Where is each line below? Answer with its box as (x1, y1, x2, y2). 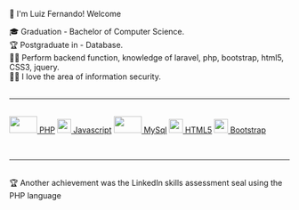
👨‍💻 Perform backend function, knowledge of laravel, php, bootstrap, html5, (9, 52, 285, 62)
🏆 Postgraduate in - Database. (9, 40, 124, 50)
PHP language (9, 190, 62, 200)
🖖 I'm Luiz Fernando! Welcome (9, 9, 122, 19)
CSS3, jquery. (9, 62, 60, 72)
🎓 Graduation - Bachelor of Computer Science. (9, 27, 185, 36)
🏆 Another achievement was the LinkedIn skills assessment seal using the (9, 178, 283, 188)
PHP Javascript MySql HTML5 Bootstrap (38, 125, 267, 135)
